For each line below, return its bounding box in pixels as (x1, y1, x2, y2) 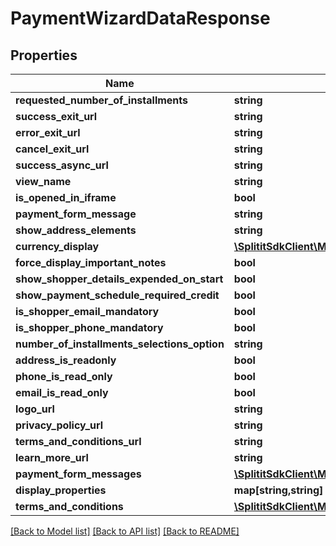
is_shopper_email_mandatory (15, 305, 160, 318)
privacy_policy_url (15, 418, 104, 432)
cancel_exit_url (15, 142, 90, 156)
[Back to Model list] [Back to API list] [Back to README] (10, 525, 240, 537)
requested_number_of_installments (15, 93, 189, 107)
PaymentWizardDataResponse (10, 7, 271, 30)
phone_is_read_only (15, 370, 113, 383)
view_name (15, 175, 72, 188)
